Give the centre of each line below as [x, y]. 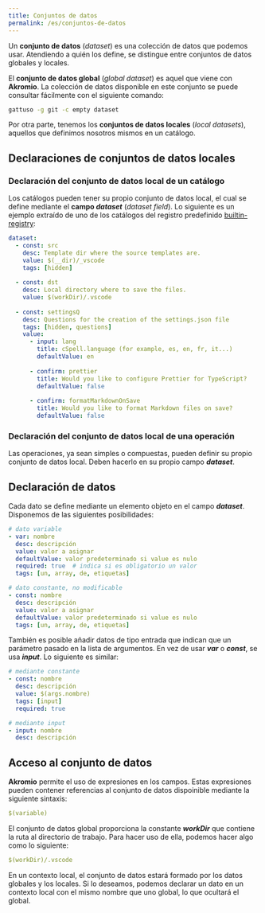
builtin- [236, 215]
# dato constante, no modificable [66, 588]
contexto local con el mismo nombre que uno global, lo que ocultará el [124, 892]
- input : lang [53, 342]
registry [21, 224]
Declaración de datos [62, 487]
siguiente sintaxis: [38, 799]
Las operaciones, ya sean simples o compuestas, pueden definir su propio [131, 454]
